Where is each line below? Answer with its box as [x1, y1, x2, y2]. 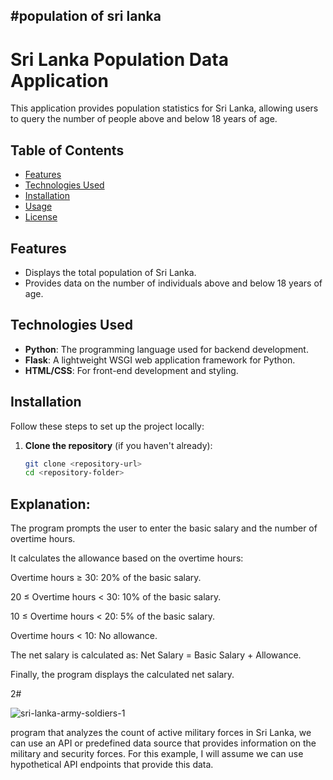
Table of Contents [10, 142, 125, 159]
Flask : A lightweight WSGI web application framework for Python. [24, 354, 296, 366]
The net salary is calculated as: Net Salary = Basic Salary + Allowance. [10, 649, 302, 661]
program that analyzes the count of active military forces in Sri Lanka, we [10, 727, 312, 739]
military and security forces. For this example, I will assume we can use [10, 748, 304, 760]
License [24, 211, 58, 223]
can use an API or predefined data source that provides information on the [10, 737, 317, 749]
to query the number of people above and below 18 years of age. [10, 113, 278, 125]
